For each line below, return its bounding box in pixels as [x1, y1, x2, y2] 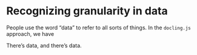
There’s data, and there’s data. [6, 42, 82, 49]
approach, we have [6, 30, 55, 37]
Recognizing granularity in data [6, 4, 168, 18]
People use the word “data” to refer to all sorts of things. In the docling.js [6, 24, 191, 31]
